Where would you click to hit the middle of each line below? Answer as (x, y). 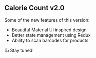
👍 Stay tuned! (19, 50)
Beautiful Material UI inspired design (49, 30)
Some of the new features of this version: (47, 20)
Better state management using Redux (51, 35)
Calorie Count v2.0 (35, 8)
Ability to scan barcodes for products (50, 40)
